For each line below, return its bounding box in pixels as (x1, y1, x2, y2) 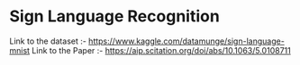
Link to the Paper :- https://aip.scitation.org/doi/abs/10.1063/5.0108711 (31, 45, 291, 55)
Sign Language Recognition (9, 6, 221, 27)
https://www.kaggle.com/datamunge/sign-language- (88, 36, 286, 46)
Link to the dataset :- (9, 36, 87, 46)
